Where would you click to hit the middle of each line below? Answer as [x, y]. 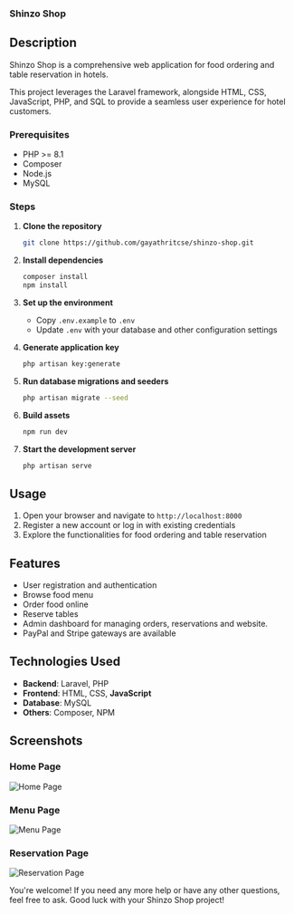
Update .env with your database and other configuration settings [156, 330]
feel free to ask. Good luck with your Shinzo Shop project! [117, 900]
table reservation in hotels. [59, 74]
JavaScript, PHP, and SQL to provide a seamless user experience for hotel [148, 101]
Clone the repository [62, 226]
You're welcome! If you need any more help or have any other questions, [145, 890]
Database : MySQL [57, 702]
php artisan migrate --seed [75, 398]
